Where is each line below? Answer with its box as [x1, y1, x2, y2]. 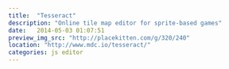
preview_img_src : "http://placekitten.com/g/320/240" [8, 33, 191, 42]
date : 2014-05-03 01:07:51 [8, 26, 105, 34]
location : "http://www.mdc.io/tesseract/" [8, 41, 151, 49]
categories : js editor [8, 48, 83, 56]
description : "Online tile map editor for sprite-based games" [8, 19, 223, 27]
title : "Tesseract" [8, 11, 77, 20]
